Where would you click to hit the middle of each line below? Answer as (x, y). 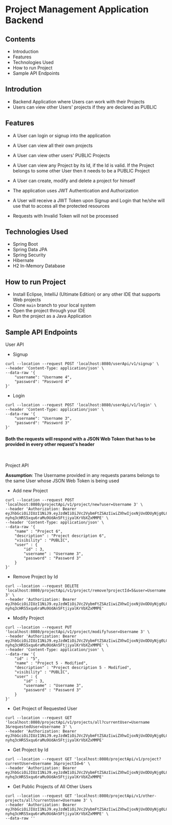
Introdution (24, 89)
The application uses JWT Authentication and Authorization (76, 190)
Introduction (26, 51)
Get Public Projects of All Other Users (52, 787)
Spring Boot (25, 244)
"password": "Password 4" (42, 382)
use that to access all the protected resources (61, 206)
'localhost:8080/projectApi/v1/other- (115, 796)
